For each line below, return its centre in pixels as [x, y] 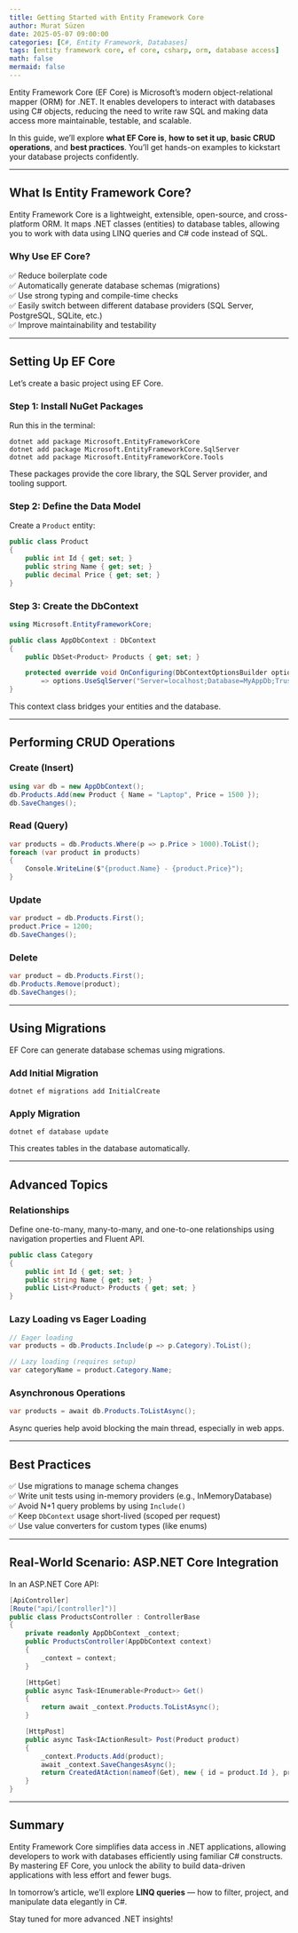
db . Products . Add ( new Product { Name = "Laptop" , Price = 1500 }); [134, 795]
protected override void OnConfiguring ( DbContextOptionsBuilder [146, 673]
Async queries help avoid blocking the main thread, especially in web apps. [147, 1428]
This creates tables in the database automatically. [100, 1149]
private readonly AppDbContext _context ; [102, 1634]
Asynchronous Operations [67, 1393]
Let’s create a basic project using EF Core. [86, 383]
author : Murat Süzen [47, 26]
